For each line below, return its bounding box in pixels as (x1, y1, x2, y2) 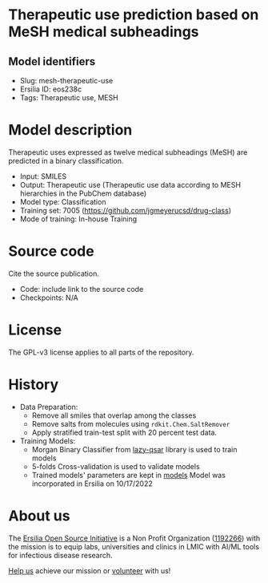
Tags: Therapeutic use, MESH (19, 93, 118, 102)
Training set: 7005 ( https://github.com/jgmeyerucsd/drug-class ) (19, 205, 232, 215)
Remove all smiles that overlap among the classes (31, 411, 197, 420)
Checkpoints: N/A (19, 293, 78, 302)
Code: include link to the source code (19, 284, 144, 294)
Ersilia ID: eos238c (19, 84, 82, 94)
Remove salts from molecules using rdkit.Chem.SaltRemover (31, 419, 230, 428)
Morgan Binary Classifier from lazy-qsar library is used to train (31, 444, 238, 454)
